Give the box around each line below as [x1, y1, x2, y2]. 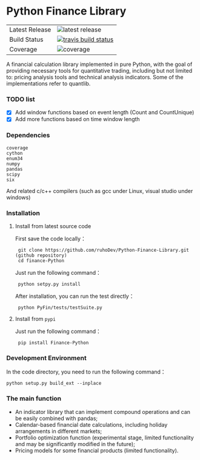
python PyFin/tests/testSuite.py [18, 304, 102, 310]
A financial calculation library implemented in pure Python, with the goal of [6, 61, 193, 68]
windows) [6, 194, 31, 201]
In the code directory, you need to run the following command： [6, 368, 166, 376]
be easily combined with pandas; [15, 415, 98, 422]
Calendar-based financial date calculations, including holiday [15, 421, 168, 428]
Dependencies [6, 131, 50, 140]
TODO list [6, 95, 35, 103]
